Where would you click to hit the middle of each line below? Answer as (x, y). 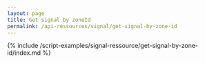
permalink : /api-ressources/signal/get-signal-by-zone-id (92, 26)
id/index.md (24, 53)
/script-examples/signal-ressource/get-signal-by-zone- (119, 46)
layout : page (26, 13)
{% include (23, 46)
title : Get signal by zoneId (49, 20)
